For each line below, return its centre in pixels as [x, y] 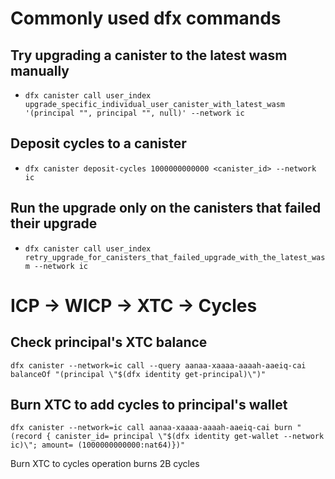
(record [26, 437]
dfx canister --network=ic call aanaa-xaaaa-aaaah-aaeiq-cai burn [151, 428]
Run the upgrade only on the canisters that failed [166, 208]
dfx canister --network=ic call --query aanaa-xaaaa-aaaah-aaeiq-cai [158, 365]
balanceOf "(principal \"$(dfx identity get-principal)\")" [138, 374]
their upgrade [54, 223]
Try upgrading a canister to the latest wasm [149, 55]
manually [40, 70]
